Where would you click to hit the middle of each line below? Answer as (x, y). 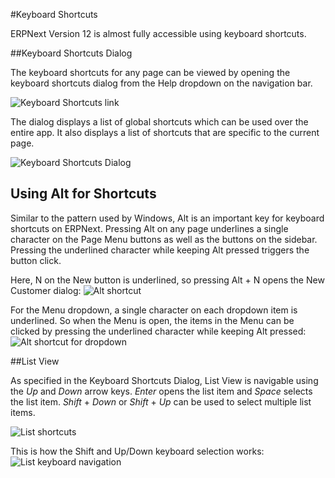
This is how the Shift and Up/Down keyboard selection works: (137, 451)
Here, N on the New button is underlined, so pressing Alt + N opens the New (167, 280)
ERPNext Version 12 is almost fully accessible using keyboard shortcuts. (158, 33)
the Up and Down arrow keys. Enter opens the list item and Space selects (161, 391)
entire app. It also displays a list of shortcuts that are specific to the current (165, 132)
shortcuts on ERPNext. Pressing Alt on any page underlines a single (149, 228)
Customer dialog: (46, 290)
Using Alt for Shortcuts (83, 194)
